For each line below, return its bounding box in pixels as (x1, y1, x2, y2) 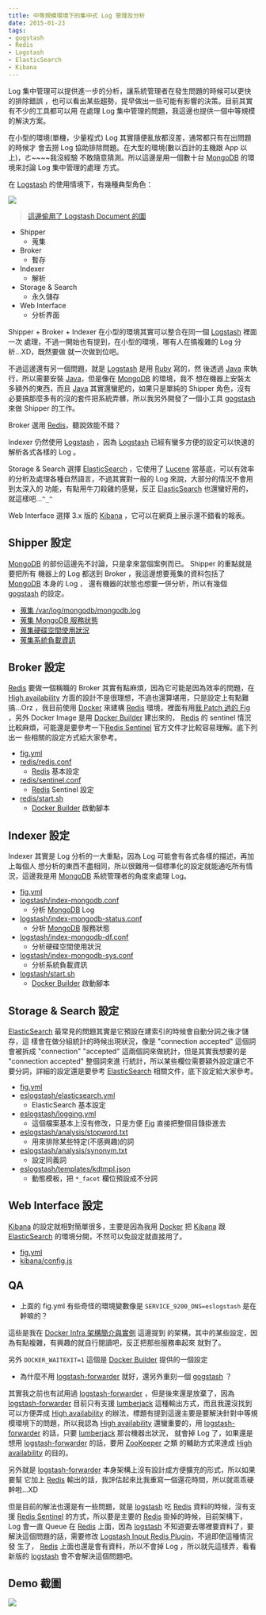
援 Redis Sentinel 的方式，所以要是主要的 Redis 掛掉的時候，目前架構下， (8, 1511, 247, 1521)
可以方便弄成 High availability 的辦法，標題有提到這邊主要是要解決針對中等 (8, 1408, 251, 1418)
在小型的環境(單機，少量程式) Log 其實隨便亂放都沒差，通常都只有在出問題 (8, 133, 252, 142)
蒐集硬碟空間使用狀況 (19, 625, 89, 635)
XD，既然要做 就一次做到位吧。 (21, 346, 123, 356)
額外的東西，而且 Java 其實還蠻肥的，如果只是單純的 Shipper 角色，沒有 (14, 383, 252, 393)
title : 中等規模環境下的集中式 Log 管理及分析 (8, 11, 146, 20)
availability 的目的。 (8, 1447, 73, 1458)
